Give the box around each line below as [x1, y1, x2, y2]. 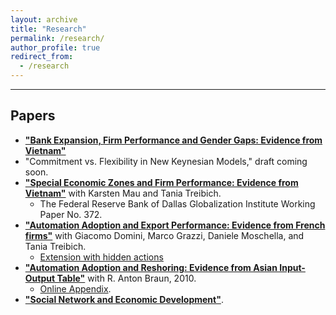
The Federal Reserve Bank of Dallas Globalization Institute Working [39, 197, 316, 210]
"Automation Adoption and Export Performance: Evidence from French [24, 219, 326, 231]
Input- [279, 261, 306, 273]
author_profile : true [10, 42, 101, 53]
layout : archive [10, 14, 78, 25]
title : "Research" [10, 24, 87, 34]
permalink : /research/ [10, 33, 105, 43]
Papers [10, 107, 56, 125]
